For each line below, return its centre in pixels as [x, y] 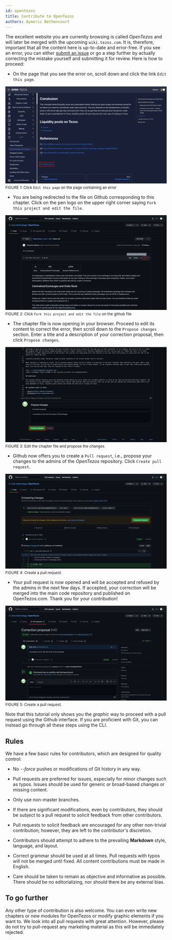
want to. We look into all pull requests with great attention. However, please [85, 921]
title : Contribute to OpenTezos [40, 16]
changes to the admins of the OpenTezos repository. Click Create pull [87, 461]
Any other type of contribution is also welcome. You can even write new [81, 910]
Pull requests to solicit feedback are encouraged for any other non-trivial [89, 825]
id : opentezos [20, 11]
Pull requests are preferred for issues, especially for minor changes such [89, 779]
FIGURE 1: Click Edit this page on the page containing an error [61, 188]
